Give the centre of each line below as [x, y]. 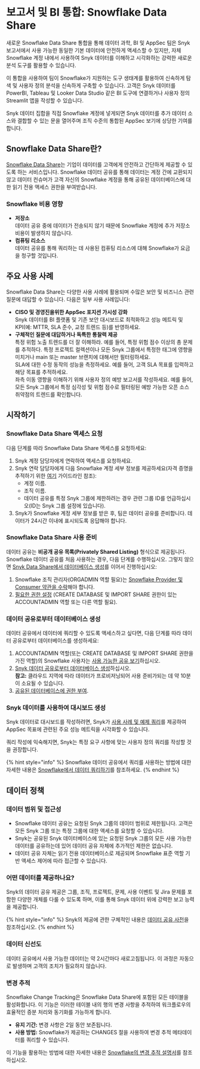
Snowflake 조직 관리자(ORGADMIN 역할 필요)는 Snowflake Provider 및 [99, 579]
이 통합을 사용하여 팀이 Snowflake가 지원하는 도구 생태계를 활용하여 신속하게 [96, 78]
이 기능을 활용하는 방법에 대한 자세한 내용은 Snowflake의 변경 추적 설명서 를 [94, 1053]
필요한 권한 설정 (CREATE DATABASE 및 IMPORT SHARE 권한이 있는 [96, 594]
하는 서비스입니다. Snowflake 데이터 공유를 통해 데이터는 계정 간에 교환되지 [105, 172]
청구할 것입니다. [40, 256]
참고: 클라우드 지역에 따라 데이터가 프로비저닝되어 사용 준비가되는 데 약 [97, 676]
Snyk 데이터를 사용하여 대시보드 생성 [56, 708]
